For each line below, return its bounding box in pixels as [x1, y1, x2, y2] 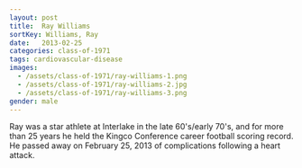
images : [9, 64, 39, 73]
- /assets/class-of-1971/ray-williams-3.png [17, 88, 188, 97]
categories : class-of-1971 [9, 47, 111, 56]
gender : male [9, 96, 59, 106]
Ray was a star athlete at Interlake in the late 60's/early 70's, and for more [9, 121, 284, 132]
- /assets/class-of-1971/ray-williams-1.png [17, 72, 188, 81]
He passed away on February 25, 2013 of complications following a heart [9, 140, 281, 151]
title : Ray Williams [9, 22, 91, 31]
